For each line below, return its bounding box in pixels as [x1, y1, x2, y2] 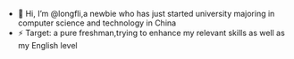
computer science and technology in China [17, 18, 177, 28]
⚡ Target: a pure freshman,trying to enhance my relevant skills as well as [17, 27, 286, 38]
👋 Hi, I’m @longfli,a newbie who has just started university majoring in [17, 9, 275, 18]
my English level [17, 41, 78, 50]
